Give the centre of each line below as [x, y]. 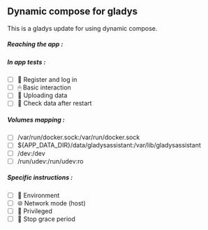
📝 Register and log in [47, 80]
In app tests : [27, 62]
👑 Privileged [35, 211]
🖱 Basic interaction [44, 87]
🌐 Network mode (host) [51, 203]
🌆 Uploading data [42, 95]
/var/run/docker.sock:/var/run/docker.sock [79, 137]
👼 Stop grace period [46, 219]
